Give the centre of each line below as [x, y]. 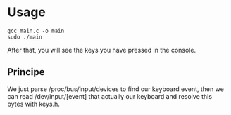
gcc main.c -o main [36, 31]
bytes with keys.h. [33, 104]
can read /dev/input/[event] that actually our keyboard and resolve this [110, 96]
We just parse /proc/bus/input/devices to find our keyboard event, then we [115, 89]
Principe [26, 72]
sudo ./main [25, 37]
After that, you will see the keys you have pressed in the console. [101, 50]
